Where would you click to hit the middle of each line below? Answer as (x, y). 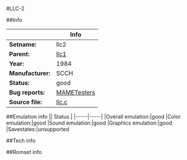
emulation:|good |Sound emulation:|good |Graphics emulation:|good (89, 123)
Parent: (20, 54)
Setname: (23, 45)
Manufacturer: (30, 73)
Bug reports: (27, 92)
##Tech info (21, 141)
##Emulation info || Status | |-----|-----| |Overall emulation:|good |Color (93, 117)
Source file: (26, 102)
